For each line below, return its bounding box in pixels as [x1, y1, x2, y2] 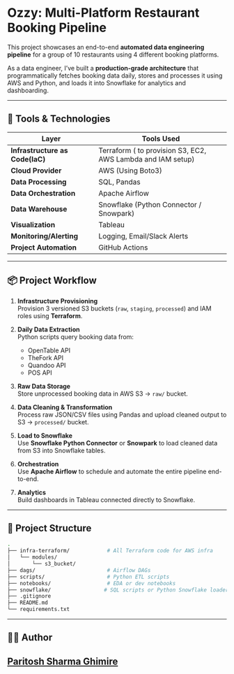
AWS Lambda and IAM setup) [98, 154, 195, 164]
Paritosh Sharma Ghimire [7, 655, 118, 667]
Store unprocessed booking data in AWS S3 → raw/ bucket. [17, 389, 188, 398]
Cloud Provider [10, 166, 62, 175]
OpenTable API [27, 346, 71, 354]
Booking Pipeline [7, 20, 107, 36]
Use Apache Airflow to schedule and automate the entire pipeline [17, 467, 207, 475]
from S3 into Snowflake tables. [17, 446, 106, 454]
